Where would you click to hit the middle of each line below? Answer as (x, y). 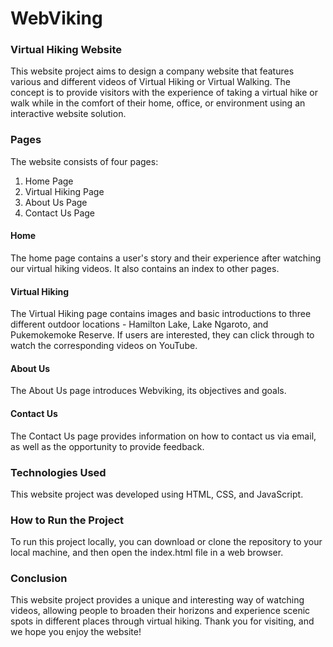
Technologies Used (58, 472)
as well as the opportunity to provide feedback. (107, 446)
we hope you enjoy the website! (76, 632)
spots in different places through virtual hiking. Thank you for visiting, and (162, 621)
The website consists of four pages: (84, 161)
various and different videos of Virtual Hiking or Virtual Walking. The (151, 82)
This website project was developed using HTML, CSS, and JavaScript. (157, 494)
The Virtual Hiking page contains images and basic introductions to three (161, 314)
